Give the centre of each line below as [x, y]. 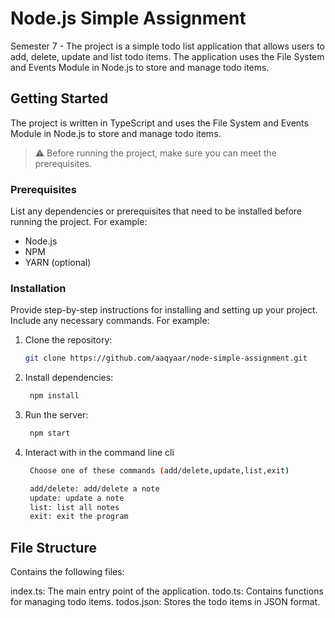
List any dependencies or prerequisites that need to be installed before [156, 211]
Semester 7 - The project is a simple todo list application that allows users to [167, 46]
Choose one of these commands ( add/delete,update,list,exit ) [159, 470]
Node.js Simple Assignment [128, 18]
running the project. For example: [79, 222]
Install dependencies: [69, 378]
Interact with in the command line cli [99, 452]
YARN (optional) [58, 263]
